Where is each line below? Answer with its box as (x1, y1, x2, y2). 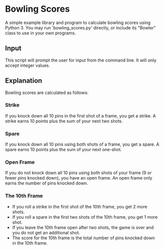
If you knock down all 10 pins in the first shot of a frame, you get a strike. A (5, 113, 156, 118)
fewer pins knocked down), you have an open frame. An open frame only (5, 175, 153, 181)
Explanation (5, 77, 43, 85)
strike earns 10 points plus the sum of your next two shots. (5, 118, 123, 124)
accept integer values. (5, 62, 50, 68)
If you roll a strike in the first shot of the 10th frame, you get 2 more (12, 204, 148, 209)
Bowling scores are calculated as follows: (5, 90, 89, 95)
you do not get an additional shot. (12, 229, 80, 235)
